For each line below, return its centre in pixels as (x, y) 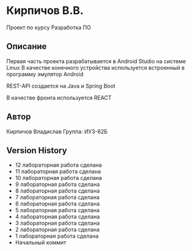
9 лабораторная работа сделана (57, 184)
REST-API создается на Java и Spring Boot (61, 86)
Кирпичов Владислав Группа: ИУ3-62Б (57, 131)
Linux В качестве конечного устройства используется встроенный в (95, 67)
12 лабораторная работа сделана (59, 165)
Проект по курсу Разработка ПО (49, 27)
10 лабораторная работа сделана (59, 178)
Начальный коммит (41, 242)
